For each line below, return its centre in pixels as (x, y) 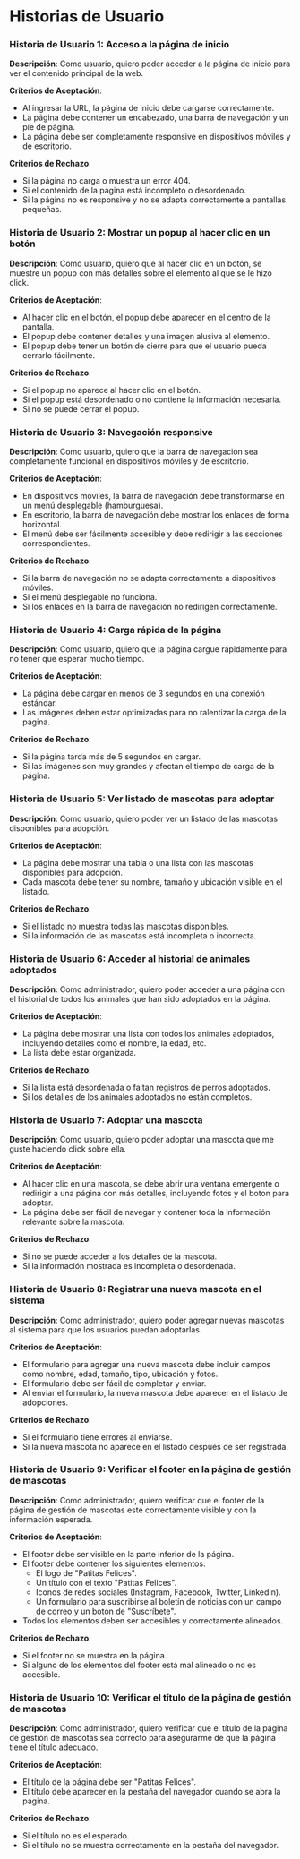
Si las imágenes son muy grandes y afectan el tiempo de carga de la (148, 767)
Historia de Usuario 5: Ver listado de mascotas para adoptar (142, 799)
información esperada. (51, 1519)
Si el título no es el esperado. (76, 1836)
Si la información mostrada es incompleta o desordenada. (129, 1266)
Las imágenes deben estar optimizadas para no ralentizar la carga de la (154, 713)
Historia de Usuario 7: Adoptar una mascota (106, 1119)
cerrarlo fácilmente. (59, 355)
